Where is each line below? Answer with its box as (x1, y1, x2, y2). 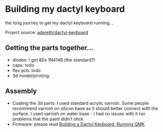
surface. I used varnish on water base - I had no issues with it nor (12, 110, 146, 117)
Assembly (5, 87, 37, 95)
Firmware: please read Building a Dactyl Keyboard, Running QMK (12, 121, 145, 127)
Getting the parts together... (5, 44, 94, 52)
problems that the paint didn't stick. (12, 116, 85, 122)
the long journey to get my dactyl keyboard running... (5, 20, 114, 26)
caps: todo (12, 62, 35, 68)
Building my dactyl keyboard (5, 3, 125, 15)
